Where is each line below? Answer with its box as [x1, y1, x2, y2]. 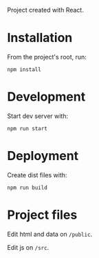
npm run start [7, 125, 48, 132]
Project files [7, 207, 78, 223]
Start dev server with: [7, 112, 69, 120]
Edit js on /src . [7, 243, 49, 251]
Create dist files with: [7, 170, 67, 179]
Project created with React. [7, 6, 84, 14]
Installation [7, 30, 73, 46]
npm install [7, 66, 41, 73]
